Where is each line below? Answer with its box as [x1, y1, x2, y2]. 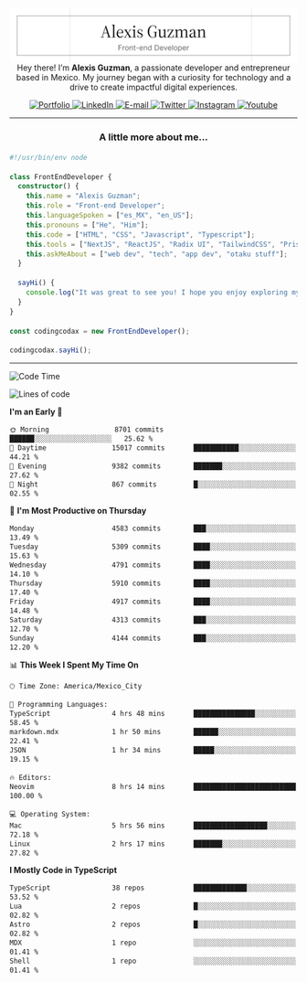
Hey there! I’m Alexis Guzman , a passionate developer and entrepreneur [16, 62, 291, 73]
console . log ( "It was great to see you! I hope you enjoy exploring [26, 288, 288, 297]
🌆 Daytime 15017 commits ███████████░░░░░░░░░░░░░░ [9, 443, 297, 453]
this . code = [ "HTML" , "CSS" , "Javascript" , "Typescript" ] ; [26, 229, 256, 240]
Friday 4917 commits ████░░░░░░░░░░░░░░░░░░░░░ [9, 597, 297, 606]
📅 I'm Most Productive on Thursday [9, 506, 147, 517]
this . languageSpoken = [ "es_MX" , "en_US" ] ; [26, 211, 195, 220]
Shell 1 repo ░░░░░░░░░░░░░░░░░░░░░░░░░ [9, 956, 297, 966]
